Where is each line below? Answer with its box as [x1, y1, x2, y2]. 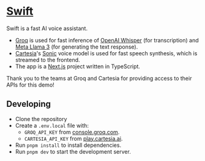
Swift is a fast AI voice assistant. [6, 25, 88, 32]
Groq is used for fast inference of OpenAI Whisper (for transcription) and [15, 36, 199, 44]
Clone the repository [15, 115, 67, 122]
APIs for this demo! [6, 81, 55, 88]
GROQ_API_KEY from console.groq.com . [24, 128, 120, 136]
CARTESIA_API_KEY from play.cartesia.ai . [24, 135, 123, 142]
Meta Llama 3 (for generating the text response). [15, 43, 138, 50]
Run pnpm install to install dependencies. [15, 141, 121, 149]
